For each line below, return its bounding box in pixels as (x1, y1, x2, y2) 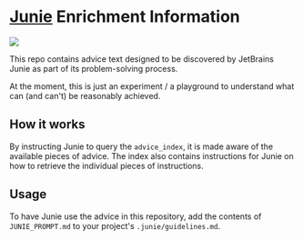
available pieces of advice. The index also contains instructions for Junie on (9, 150, 294, 161)
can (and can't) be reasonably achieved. (9, 90, 161, 101)
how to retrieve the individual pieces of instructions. (9, 160, 204, 171)
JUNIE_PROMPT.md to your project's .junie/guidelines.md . (9, 220, 221, 231)
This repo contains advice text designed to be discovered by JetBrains (9, 53, 275, 65)
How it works (9, 116, 86, 133)
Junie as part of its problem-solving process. (9, 63, 178, 74)
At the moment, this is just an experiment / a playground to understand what (9, 80, 295, 92)
